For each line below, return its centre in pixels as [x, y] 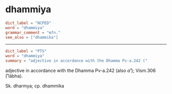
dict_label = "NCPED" [28, 23]
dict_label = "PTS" [26, 51]
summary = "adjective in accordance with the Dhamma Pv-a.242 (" [76, 61]
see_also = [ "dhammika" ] [32, 37]
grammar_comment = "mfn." [33, 32]
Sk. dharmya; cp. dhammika [35, 86]
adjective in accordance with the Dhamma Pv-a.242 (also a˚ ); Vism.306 [81, 70]
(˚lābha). [14, 76]
